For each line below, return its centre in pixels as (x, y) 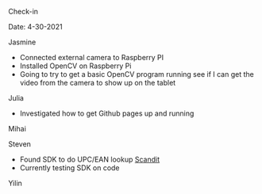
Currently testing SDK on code (70, 168)
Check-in (23, 11)
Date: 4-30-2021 (35, 27)
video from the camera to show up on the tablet (98, 83)
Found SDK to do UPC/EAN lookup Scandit (90, 159)
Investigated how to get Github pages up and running (107, 113)
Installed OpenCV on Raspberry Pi (75, 66)
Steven (20, 144)
